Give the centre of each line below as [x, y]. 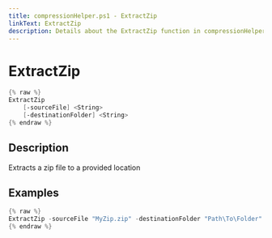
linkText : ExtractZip [45, 23]
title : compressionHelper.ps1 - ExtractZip [83, 16]
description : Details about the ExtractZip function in [104, 31]
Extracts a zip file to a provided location [74, 168]
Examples [34, 192]
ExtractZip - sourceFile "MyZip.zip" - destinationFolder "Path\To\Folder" [136, 219]
